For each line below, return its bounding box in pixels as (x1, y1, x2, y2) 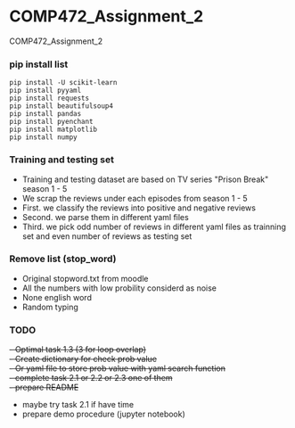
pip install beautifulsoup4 (9, 102, 114, 111)
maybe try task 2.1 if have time (21, 399, 135, 410)
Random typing (21, 301, 78, 312)
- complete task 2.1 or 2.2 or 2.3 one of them (9, 373, 173, 383)
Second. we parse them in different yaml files (21, 211, 189, 222)
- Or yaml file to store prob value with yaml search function (9, 363, 225, 374)
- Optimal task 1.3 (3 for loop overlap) (9, 344, 147, 355)
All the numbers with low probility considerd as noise (21, 283, 217, 293)
